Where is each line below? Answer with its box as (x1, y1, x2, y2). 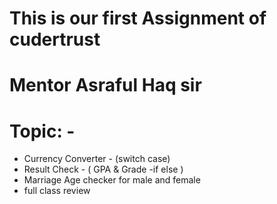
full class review (23, 185, 91, 197)
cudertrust (9, 28, 101, 51)
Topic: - (9, 120, 76, 142)
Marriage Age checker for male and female (23, 174, 201, 186)
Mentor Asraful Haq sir (9, 74, 202, 97)
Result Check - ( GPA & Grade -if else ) (23, 163, 184, 176)
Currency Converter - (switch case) (23, 153, 171, 165)
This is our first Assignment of (9, 7, 267, 30)
